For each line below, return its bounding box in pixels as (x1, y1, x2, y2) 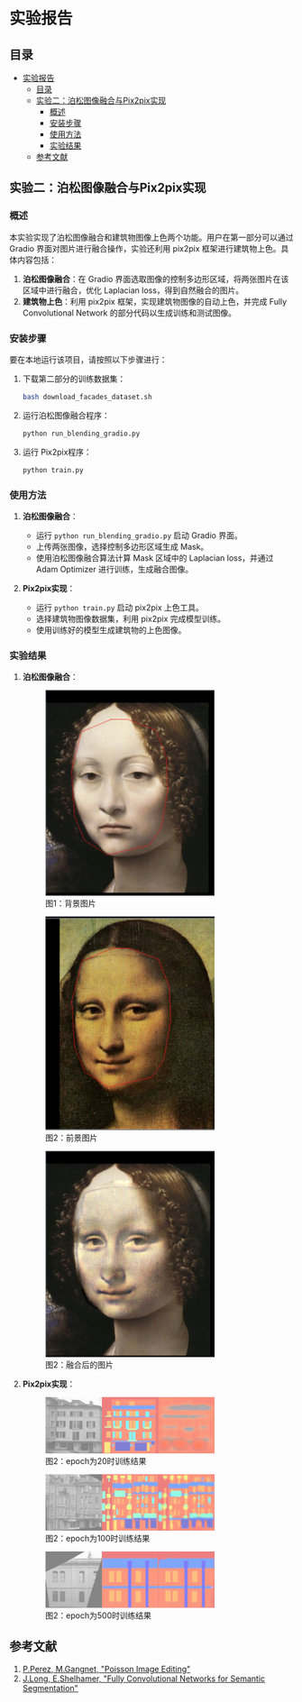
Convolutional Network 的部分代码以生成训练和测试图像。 (22, 307, 237, 318)
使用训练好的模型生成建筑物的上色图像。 (35, 624, 187, 636)
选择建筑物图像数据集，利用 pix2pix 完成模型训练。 (35, 613, 226, 624)
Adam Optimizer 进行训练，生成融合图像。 (35, 563, 194, 574)
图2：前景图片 (44, 1132, 98, 1143)
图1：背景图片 (44, 898, 96, 909)
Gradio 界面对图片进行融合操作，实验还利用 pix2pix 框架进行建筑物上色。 (9, 242, 281, 253)
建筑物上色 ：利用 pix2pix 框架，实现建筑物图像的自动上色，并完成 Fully (22, 296, 288, 307)
